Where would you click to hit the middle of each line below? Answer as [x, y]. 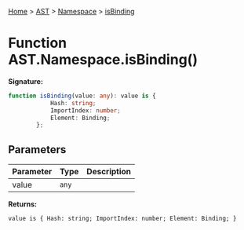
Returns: [23, 204]
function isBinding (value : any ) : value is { [82, 96]
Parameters [37, 150]
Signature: [25, 81]
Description [109, 172]
